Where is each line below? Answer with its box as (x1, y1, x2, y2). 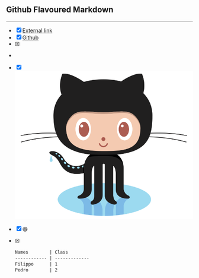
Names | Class (14, 249, 68, 255)
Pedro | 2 (14, 267, 58, 273)
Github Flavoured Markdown (6, 5, 114, 15)
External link (22, 27, 53, 34)
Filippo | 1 (14, 261, 58, 267)
